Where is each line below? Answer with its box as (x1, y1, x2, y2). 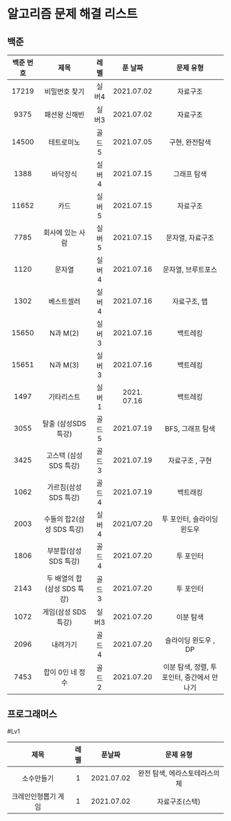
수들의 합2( (43, 514, 79, 524)
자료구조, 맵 (172, 297, 208, 306)
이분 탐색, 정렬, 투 (163, 662, 217, 672)
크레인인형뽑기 (11, 791, 56, 801)
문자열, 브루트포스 (162, 265, 218, 274)
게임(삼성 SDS (42, 607, 87, 617)
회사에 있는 (43, 228, 78, 237)
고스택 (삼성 (45, 451, 83, 460)
